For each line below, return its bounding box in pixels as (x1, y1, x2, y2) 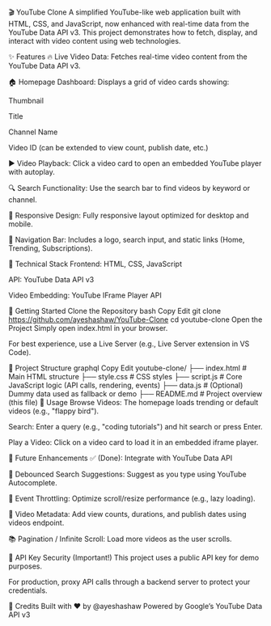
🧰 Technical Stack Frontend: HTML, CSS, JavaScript (8, 259, 182, 269)
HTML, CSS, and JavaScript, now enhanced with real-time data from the (8, 19, 250, 28)
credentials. (8, 586, 48, 595)
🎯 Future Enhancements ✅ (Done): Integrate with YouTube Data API (8, 453, 233, 463)
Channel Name (8, 127, 58, 137)
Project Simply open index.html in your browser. (8, 324, 168, 332)
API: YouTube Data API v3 (8, 275, 95, 284)
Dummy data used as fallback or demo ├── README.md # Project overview (8, 389, 263, 399)
